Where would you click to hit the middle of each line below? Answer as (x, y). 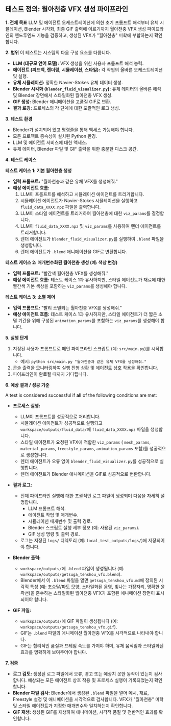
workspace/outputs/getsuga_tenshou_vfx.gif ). (69, 626)
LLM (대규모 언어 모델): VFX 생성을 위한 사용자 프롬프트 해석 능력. (78, 63)
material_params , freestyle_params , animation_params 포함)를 (84, 448)
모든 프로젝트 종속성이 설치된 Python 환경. (55, 136)
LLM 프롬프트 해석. (47, 508)
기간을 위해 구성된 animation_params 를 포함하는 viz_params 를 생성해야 (89, 320)
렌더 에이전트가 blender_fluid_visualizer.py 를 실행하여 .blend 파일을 (92, 238)
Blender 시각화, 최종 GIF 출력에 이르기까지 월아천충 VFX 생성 (85, 29)
